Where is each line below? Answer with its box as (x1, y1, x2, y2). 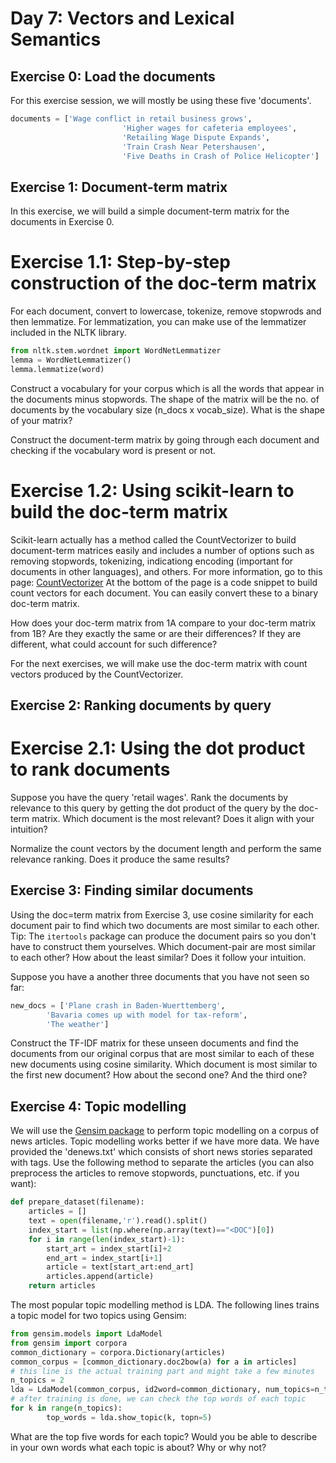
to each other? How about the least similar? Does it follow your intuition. (10, 951, 307, 963)
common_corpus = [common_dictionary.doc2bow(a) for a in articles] (10, 1357, 298, 1367)
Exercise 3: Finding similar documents (10, 882, 254, 899)
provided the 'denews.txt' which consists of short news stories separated (10, 1146, 313, 1158)
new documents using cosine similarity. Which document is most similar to (10, 1058, 318, 1071)
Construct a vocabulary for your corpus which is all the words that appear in (10, 382, 325, 394)
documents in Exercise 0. (10, 216, 115, 228)
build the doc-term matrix (10, 500, 228, 523)
